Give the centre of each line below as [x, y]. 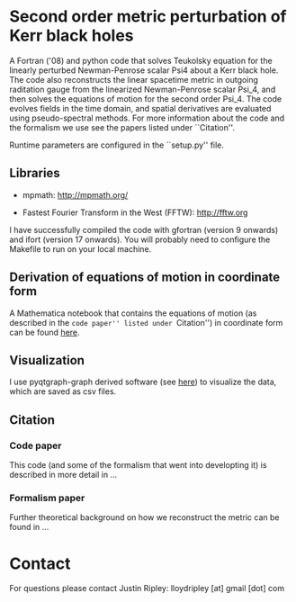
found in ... [29, 527]
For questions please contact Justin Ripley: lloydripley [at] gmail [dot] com [147, 589]
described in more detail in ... [63, 475]
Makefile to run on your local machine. [81, 248]
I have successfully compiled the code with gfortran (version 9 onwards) [144, 229]
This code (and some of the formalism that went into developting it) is [138, 465]
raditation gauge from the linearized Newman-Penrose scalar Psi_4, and [143, 89]
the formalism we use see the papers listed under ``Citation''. [122, 127]
